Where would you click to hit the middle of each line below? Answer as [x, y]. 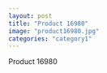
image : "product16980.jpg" [54, 31]
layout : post [30, 16]
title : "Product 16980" [49, 24]
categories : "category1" [50, 39]
